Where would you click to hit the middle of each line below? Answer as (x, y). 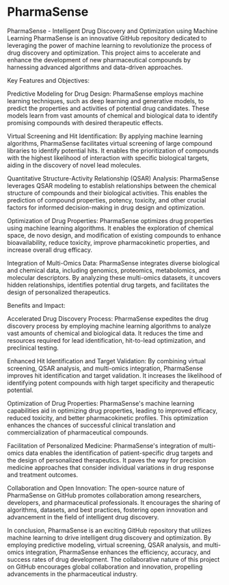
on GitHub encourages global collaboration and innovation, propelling (105, 567)
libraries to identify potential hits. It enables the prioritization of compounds (113, 151)
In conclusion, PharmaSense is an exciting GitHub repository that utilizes (109, 530)
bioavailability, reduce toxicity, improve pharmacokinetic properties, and (109, 242)
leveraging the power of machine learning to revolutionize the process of (109, 45)
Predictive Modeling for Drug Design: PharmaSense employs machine (105, 94)
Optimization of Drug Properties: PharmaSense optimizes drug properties (110, 220)
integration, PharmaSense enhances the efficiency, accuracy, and (118, 552)
